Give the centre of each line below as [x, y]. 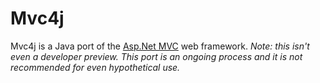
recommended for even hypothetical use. [95, 67]
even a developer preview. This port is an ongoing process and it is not [156, 56]
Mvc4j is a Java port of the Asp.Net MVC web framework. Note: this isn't [160, 46]
